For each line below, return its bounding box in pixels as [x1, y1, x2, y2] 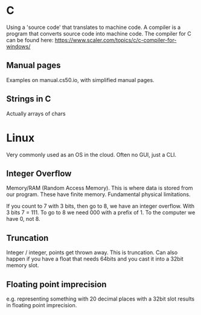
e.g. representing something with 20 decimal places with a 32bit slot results [6, 295, 195, 302]
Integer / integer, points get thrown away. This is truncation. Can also [6, 249, 178, 256]
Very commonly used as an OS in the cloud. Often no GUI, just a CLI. [6, 151, 177, 158]
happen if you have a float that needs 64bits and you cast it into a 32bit [6, 255, 184, 262]
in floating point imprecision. [6, 301, 77, 308]
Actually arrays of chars [6, 110, 66, 117]
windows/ [6, 43, 31, 50]
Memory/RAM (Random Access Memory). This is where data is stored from [6, 185, 193, 192]
